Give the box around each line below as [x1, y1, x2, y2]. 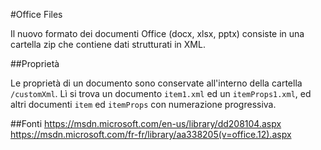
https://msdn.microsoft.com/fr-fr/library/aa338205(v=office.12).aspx [10, 129, 292, 140]
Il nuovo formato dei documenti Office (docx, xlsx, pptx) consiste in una [10, 28, 305, 39]
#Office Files [10, 9, 63, 20]
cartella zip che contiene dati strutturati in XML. [10, 39, 206, 50]
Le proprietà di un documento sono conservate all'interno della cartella [10, 77, 303, 89]
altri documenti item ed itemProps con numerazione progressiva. [10, 99, 277, 110]
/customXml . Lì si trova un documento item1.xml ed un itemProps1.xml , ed [10, 88, 312, 99]
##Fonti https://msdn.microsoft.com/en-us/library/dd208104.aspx [10, 118, 282, 129]
